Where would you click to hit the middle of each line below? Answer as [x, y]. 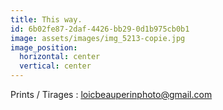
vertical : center [55, 66]
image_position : [44, 47]
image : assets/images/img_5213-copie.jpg [98, 38]
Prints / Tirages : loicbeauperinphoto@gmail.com [111, 94]
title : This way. [46, 19]
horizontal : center [60, 57]
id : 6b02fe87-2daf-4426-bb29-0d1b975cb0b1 [100, 29]
